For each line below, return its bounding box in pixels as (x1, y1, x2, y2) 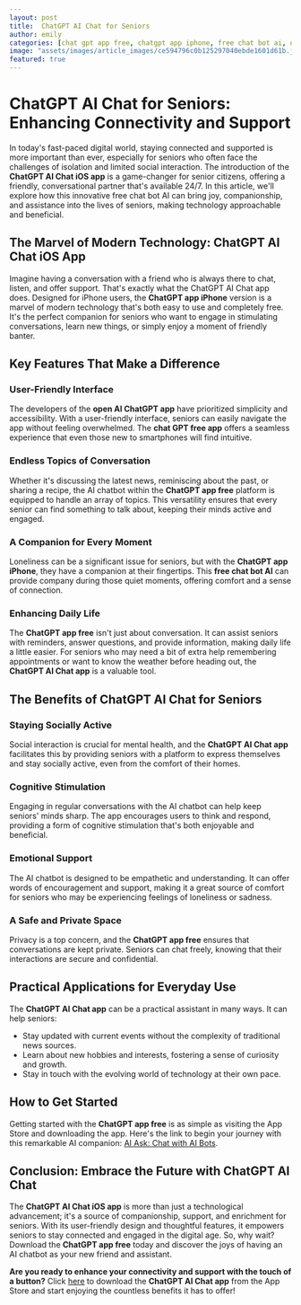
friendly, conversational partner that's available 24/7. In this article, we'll (9, 181, 275, 191)
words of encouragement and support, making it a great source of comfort (9, 882, 285, 893)
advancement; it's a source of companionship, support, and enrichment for (9, 1211, 287, 1221)
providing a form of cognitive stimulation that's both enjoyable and (9, 820, 254, 831)
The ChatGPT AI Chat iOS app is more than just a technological (9, 1201, 244, 1212)
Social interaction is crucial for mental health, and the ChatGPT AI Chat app (9, 739, 288, 750)
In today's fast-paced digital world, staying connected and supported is (9, 142, 273, 153)
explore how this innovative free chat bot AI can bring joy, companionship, (9, 190, 284, 200)
